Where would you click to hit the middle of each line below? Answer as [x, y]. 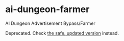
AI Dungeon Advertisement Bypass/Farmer [51, 23]
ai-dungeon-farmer [47, 9]
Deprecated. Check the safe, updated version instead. [62, 33]
